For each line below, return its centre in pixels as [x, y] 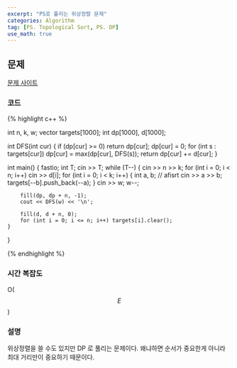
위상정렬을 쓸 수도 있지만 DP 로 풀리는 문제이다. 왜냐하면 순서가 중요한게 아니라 [116, 348]
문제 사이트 [23, 83]
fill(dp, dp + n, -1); [54, 196]
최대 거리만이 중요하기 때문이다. [51, 357]
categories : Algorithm [41, 21]
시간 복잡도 [25, 274]
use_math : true [30, 34]
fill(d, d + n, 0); [49, 215]
